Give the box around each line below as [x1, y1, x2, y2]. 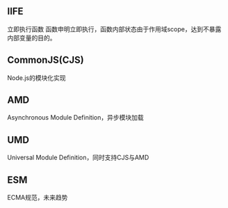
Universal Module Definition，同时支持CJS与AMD [7, 153, 149, 162]
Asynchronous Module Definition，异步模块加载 [7, 113, 144, 122]
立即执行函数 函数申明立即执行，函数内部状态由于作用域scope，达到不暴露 [7, 24, 222, 33]
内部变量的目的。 [7, 33, 56, 42]
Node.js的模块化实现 [7, 73, 66, 82]
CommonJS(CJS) [7, 54, 85, 66]
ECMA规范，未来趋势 [7, 193, 68, 202]
